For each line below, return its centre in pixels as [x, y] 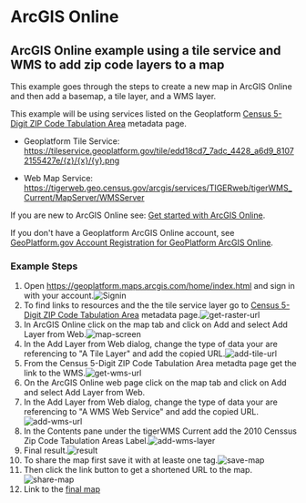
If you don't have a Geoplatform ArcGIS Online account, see [122, 233]
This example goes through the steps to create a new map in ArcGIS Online [151, 87]
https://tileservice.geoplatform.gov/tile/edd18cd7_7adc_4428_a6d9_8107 [158, 151]
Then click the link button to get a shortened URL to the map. [138, 470]
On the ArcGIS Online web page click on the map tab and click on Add [155, 383]
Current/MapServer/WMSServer [84, 197]
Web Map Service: [58, 178]
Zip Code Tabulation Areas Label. [86, 441]
